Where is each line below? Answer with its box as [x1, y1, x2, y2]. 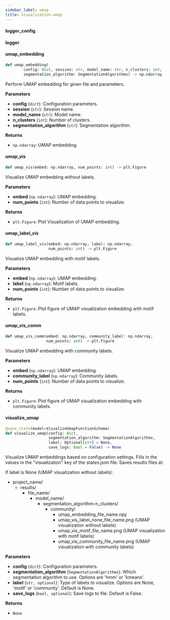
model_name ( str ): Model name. [12, 111, 82, 117]
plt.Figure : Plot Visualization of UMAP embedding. [12, 219, 120, 225]
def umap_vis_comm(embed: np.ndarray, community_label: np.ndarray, [5, 333, 153, 339]
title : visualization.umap [5, 12, 62, 17]
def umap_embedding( [5, 62, 49, 67]
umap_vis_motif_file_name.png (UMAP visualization [58, 528, 165, 534]
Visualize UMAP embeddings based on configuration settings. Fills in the [5, 454, 157, 460]
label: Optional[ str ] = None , [48, 440, 113, 445]
